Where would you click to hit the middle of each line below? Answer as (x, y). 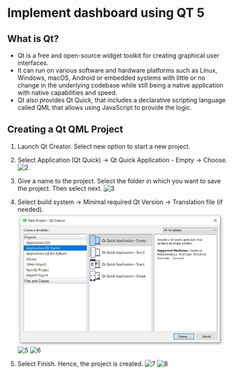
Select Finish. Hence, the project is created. (80, 364)
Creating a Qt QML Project (65, 130)
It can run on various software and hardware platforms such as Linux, (117, 70)
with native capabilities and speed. (67, 93)
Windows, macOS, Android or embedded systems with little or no (111, 78)
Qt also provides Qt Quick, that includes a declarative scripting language (122, 100)
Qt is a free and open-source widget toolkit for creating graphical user (118, 55)
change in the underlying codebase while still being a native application (120, 85)
